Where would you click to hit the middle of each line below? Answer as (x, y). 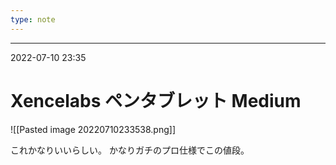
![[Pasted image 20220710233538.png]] (93, 129)
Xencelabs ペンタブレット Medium (156, 100)
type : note (33, 19)
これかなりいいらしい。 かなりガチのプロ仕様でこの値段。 (130, 150)
